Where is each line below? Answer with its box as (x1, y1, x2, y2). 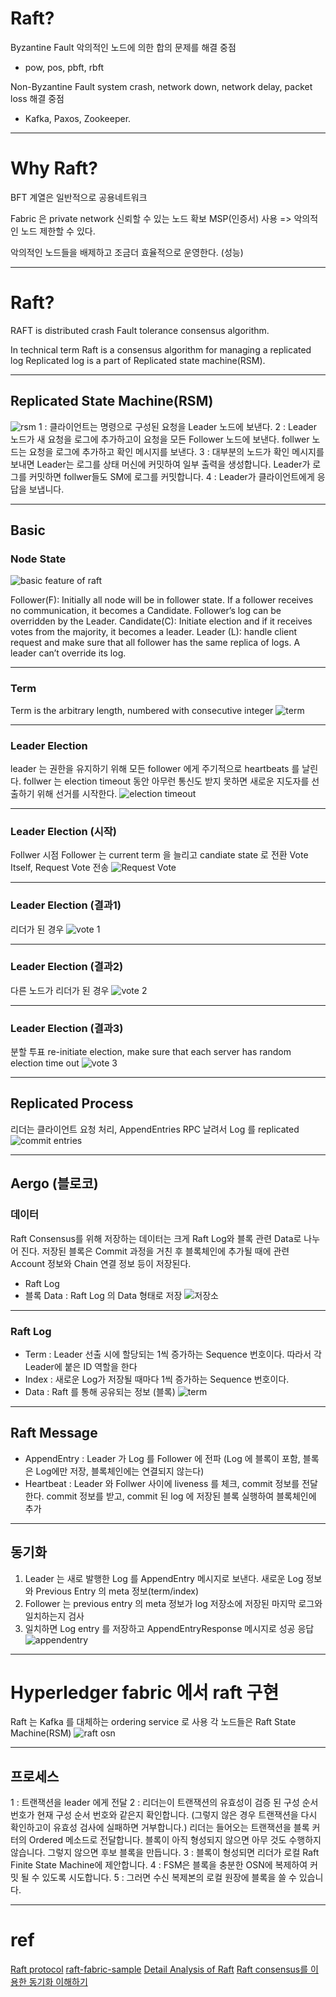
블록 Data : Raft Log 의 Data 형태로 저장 (24, 1289, 183, 1301)
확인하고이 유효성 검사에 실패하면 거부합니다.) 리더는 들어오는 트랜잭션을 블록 (10, 1822, 310, 1834)
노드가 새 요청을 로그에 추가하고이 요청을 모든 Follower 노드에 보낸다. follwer (10, 433, 310, 445)
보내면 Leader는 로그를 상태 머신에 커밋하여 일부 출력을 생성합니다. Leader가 (10, 458, 311, 470)
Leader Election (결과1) (10, 898, 122, 912)
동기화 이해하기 (28, 1976, 88, 1988)
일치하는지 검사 (24, 1610, 85, 1622)
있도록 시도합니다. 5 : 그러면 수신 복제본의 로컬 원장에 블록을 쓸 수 (41, 1872, 297, 1884)
